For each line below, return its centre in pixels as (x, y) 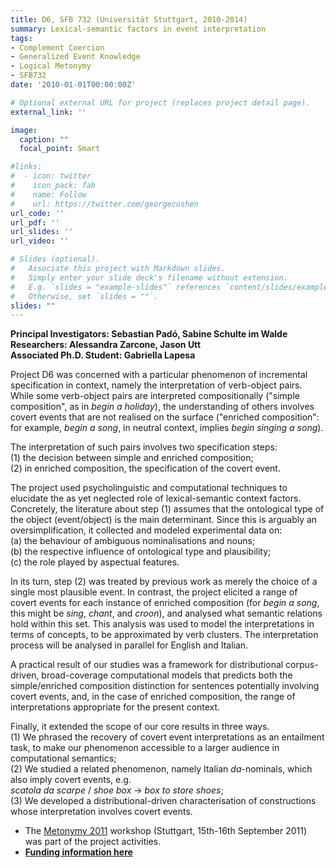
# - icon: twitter (51, 176)
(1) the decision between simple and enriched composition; (132, 458)
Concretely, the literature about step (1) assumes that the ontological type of (167, 509)
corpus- (302, 665)
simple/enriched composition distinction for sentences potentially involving (165, 686)
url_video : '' (40, 241)
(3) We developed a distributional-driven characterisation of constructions (163, 801)
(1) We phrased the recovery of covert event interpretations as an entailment (167, 737)
